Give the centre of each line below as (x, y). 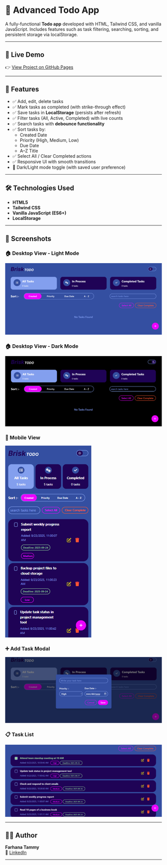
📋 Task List (19, 735)
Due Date (29, 145)
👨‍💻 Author (21, 835)
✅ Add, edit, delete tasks (38, 101)
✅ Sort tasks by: (29, 129)
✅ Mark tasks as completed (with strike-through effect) (69, 107)
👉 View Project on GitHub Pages (39, 67)
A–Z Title (29, 151)
